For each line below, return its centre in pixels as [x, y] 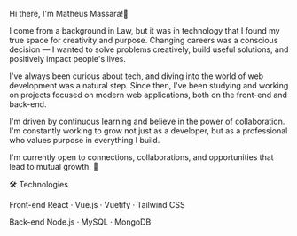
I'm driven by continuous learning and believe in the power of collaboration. [147, 121]
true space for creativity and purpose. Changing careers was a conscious [144, 40]
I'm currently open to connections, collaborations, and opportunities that [141, 157]
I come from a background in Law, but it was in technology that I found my [145, 30]
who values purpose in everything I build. [85, 140]
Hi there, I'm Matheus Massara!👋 [69, 14]
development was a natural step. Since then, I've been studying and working [149, 85]
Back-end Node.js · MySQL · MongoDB [80, 222]
